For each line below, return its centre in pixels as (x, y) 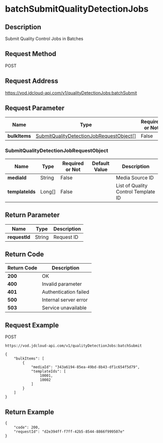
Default (101, 163)
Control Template (135, 192)
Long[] (48, 192)
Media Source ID (135, 177)
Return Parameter (32, 215)
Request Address (32, 81)
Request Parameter (35, 108)
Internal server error (65, 300)
